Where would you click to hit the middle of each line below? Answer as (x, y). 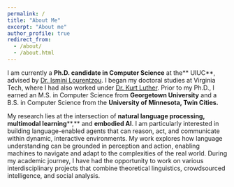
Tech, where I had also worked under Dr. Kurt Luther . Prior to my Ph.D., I (111, 88)
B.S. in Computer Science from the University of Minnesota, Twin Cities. (113, 102)
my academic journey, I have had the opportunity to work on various (105, 160)
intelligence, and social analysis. (54, 175)
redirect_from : (29, 40)
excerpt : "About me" (37, 27)
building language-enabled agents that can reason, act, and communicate (114, 131)
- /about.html (34, 53)
